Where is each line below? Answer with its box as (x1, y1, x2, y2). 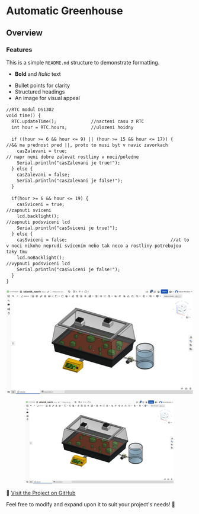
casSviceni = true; (17, 201, 65, 207)
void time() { (6, 113, 41, 118)
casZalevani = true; (17, 148, 68, 154)
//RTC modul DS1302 (6, 107, 54, 113)
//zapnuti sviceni (6, 207, 52, 213)
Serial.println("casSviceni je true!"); (17, 225, 118, 231)
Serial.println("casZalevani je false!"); (17, 178, 123, 184)
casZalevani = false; (17, 172, 70, 178)
